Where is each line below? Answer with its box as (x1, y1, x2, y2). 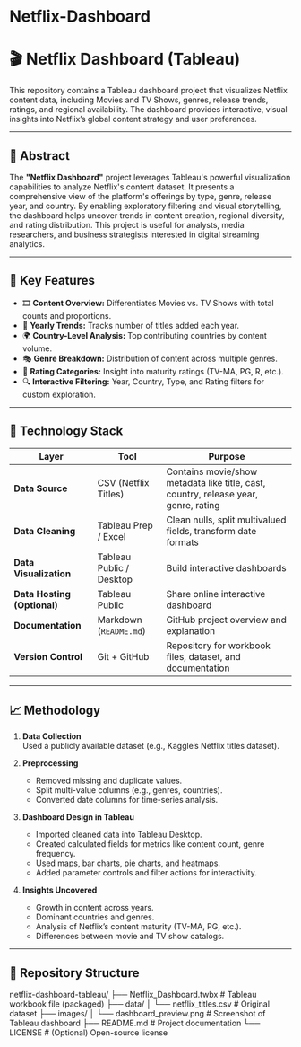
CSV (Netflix (97, 476, 150, 488)
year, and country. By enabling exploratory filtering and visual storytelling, (9, 200, 282, 211)
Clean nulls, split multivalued (166, 514, 287, 526)
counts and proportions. (21, 310, 112, 321)
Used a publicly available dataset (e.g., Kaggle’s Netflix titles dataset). (21, 741, 280, 752)
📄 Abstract (9, 148, 70, 163)
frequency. (35, 849, 76, 859)
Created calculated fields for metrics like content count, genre (35, 839, 265, 849)
